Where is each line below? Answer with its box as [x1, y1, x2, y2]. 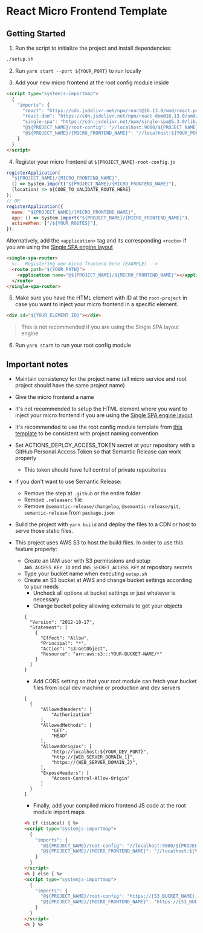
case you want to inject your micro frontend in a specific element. [14, 301, 179, 308]
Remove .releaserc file [24, 496, 83, 504]
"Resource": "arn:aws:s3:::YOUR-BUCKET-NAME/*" [40, 651, 163, 657]
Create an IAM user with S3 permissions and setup [24, 557, 151, 564]
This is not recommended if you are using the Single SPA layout [21, 323, 179, 331]
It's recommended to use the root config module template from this [14, 423, 182, 431]
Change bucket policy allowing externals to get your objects [33, 602, 182, 610]
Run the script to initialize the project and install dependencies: [14, 44, 172, 52]
